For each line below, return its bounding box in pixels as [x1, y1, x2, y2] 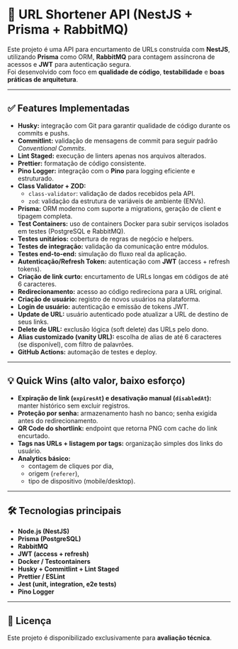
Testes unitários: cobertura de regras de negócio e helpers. [17, 234, 194, 243]
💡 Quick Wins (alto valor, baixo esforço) [7, 375, 186, 387]
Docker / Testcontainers [17, 557, 91, 566]
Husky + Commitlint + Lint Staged [17, 565, 119, 574]
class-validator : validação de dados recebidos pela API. [28, 189, 195, 197]
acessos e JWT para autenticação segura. [7, 60, 132, 68]
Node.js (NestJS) [17, 527, 69, 535]
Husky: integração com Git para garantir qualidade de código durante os [17, 121, 231, 130]
